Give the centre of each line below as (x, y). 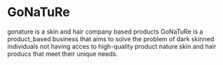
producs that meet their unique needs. (62, 54)
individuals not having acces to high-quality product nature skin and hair (112, 46)
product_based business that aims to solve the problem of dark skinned (111, 38)
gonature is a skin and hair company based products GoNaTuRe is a (105, 31)
